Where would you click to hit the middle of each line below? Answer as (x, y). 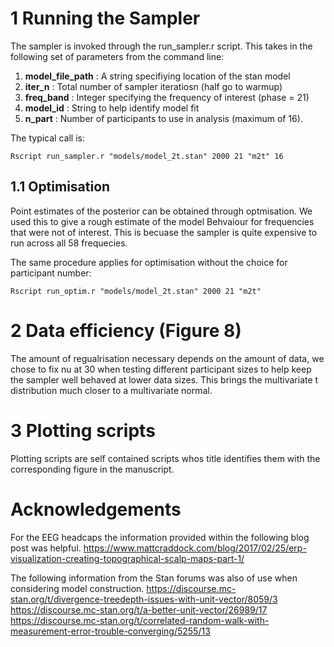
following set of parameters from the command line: (117, 56)
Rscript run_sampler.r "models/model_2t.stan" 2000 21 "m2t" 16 (147, 156)
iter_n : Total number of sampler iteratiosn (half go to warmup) (153, 86)
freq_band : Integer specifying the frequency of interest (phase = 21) (167, 97)
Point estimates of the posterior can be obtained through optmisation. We (161, 211)
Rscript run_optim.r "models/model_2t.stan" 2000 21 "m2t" (136, 291)
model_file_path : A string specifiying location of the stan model (157, 76)
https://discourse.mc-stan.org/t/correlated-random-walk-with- (140, 620)
